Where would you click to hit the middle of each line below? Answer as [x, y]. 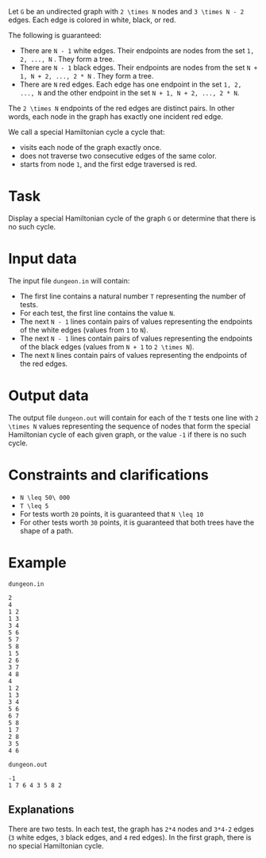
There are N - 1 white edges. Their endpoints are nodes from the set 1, [137, 50]
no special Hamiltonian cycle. [56, 845]
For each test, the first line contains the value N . [97, 313]
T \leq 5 [34, 506]
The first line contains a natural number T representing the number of [133, 296]
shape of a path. [46, 530]
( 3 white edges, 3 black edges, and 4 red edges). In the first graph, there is [130, 837]
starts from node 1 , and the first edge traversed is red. [108, 164]
